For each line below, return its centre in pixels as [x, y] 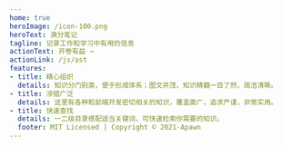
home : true [30, 18]
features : [28, 69]
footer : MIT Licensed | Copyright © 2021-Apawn [110, 128]
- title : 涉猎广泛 [42, 93]
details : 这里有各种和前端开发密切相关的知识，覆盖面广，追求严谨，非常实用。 [148, 102]
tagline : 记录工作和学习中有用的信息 [72, 43]
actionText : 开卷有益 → [51, 52]
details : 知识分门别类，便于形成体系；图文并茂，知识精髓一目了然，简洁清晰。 [148, 85]
